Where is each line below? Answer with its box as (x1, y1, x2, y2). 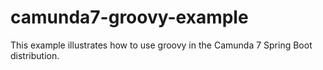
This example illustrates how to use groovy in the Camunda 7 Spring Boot (10, 39, 313, 51)
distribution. (10, 49, 60, 61)
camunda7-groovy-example (10, 6, 249, 29)
